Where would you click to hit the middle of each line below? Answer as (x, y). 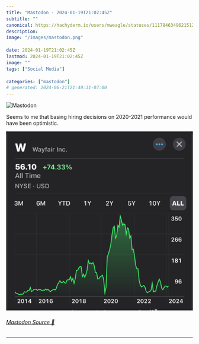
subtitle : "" (22, 19)
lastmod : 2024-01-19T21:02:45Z (45, 56)
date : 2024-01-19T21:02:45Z (41, 51)
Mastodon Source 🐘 (31, 322)
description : (22, 31)
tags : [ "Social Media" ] (36, 69)
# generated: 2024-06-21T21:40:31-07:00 (57, 88)
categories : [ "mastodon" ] (38, 81)
